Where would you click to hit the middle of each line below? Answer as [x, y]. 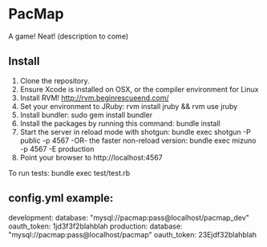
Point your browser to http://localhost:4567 [91, 157]
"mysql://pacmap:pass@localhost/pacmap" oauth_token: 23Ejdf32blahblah [133, 234]
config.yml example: [61, 198]
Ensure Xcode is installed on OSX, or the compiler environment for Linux [139, 89]
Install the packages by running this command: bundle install [120, 123]
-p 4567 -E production [57, 148]
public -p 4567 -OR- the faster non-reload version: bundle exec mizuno [138, 140]
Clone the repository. [55, 80]
